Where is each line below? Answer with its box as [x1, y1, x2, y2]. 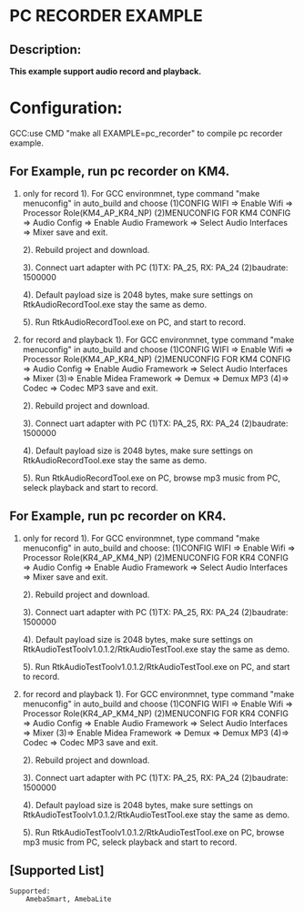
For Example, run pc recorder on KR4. [9, 509, 227, 524]
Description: [9, 42, 82, 57]
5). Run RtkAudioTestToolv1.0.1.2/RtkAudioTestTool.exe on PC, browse [22, 826, 285, 837]
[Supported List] [9, 862, 105, 878]
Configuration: [9, 97, 123, 118]
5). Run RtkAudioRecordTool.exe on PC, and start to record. [22, 316, 246, 328]
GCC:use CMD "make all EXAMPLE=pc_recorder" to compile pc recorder [9, 127, 283, 138]
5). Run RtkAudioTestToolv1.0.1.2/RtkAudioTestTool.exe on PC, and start [22, 661, 290, 672]
